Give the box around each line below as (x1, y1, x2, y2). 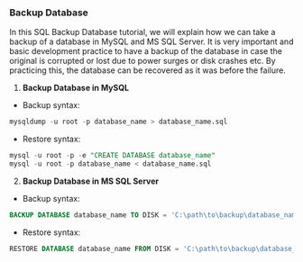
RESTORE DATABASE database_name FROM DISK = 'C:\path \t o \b (9, 244, 236, 253)
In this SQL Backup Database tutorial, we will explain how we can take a (9, 27, 276, 38)
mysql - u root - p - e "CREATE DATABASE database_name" (9, 151, 216, 160)
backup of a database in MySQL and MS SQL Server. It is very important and (9, 36, 294, 47)
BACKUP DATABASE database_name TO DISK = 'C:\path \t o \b (9, 210, 224, 220)
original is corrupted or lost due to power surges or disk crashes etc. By (9, 56, 277, 67)
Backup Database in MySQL (22, 83, 129, 94)
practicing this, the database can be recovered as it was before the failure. (9, 65, 286, 76)
